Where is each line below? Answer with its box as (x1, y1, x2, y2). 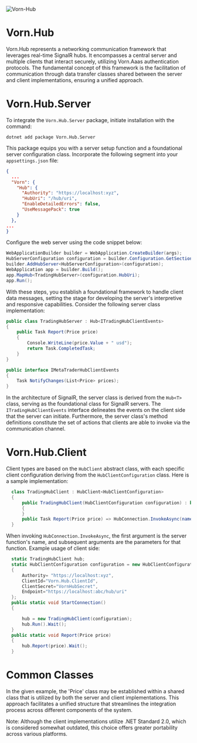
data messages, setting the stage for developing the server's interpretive (6, 294, 182, 302)
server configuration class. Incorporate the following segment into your (6, 150, 178, 158)
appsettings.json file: (6, 157, 59, 164)
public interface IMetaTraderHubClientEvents (6, 367, 119, 373)
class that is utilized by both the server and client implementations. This (6, 694, 179, 701)
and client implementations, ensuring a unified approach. (6, 76, 144, 83)
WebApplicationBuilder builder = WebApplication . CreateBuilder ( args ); (6, 250, 182, 256)
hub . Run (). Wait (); (21, 621, 67, 627)
